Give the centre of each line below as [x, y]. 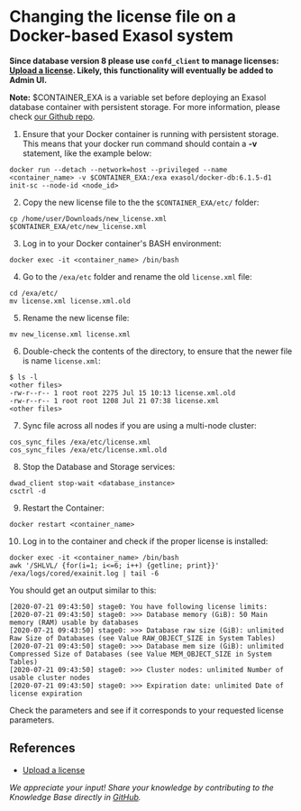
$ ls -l [24, 377]
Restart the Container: [64, 508]
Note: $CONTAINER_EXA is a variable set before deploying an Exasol [138, 97]
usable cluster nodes [50, 677]
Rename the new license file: [76, 318]
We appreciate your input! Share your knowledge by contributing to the [142, 788]
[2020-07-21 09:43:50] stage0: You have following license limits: [139, 606]
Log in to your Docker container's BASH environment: [122, 243]
